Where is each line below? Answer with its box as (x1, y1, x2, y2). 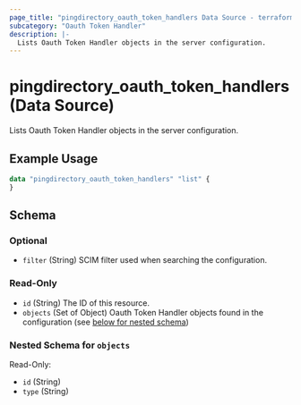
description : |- (9, 30, 70, 38)
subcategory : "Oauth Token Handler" (9, 21, 146, 30)
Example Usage (9, 151, 99, 166)
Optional (9, 234, 47, 247)
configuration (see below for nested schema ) (21, 316, 190, 327)
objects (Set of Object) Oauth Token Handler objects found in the (21, 307, 264, 317)
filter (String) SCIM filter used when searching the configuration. (21, 255, 267, 266)
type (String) (21, 386, 69, 397)
